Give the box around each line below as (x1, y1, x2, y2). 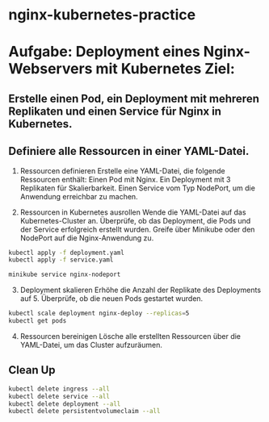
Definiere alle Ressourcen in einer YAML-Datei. (8, 144, 250, 158)
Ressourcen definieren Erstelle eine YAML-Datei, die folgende (19, 165, 225, 175)
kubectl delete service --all (8, 392, 111, 400)
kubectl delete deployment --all (8, 399, 121, 408)
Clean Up (8, 363, 56, 377)
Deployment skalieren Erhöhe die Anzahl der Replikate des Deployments (19, 285, 261, 295)
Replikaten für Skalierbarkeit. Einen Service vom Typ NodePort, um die (19, 183, 256, 193)
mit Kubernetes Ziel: (95, 60, 236, 78)
